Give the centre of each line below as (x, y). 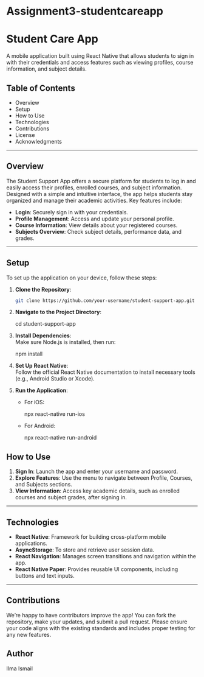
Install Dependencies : (43, 335)
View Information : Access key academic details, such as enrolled (97, 491)
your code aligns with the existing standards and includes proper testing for (101, 628)
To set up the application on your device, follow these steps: (82, 278)
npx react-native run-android (60, 438)
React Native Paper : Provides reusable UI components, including (97, 569)
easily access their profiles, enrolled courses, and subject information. (94, 188)
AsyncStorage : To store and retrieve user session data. (85, 550)
